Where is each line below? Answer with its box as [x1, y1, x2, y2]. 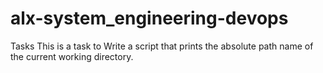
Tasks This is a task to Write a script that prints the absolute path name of [10, 40, 314, 52]
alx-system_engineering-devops [10, 7, 289, 30]
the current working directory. [10, 50, 134, 62]
